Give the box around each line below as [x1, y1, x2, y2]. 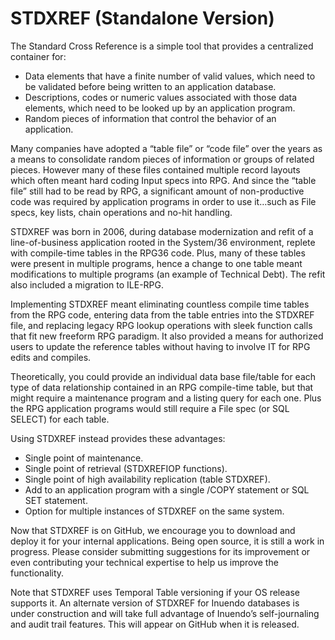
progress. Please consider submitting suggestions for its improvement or [10, 545, 311, 557]
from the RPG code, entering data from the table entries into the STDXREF [10, 308, 315, 321]
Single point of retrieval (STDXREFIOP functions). [24, 462, 228, 474]
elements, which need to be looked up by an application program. [24, 102, 296, 114]
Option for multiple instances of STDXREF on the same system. [24, 505, 285, 517]
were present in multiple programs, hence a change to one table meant [10, 257, 303, 269]
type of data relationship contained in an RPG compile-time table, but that [10, 381, 314, 393]
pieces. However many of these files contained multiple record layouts [10, 163, 301, 176]
